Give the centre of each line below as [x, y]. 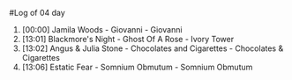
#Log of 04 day [37, 13]
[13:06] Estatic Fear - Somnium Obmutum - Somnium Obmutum [137, 67]
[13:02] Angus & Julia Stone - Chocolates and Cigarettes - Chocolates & [153, 48]
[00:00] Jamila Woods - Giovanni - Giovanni [102, 29]
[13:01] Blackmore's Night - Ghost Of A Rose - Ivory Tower [128, 39]
